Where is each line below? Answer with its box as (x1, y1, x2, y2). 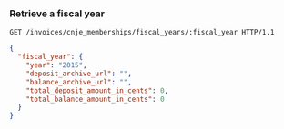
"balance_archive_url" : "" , (25, 77, 132, 86)
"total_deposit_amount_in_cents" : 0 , (25, 85, 169, 95)
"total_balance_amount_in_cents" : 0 (25, 94, 166, 104)
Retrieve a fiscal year (9, 7, 105, 20)
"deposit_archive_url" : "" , (25, 69, 132, 78)
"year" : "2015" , (25, 61, 88, 70)
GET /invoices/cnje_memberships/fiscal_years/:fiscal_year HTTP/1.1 (9, 28, 275, 37)
